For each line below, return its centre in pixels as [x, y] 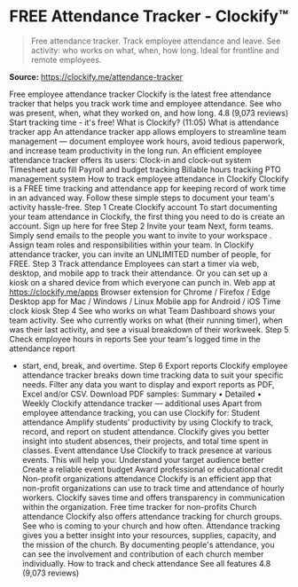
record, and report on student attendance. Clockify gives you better [145, 431]
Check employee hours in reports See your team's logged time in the [135, 339]
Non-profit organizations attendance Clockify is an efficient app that [147, 478]
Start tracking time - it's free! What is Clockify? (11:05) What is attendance [144, 122]
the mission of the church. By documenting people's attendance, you [148, 544]
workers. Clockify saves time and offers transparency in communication [153, 497]
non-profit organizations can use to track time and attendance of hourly [153, 488]
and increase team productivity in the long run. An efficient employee [136, 150]
